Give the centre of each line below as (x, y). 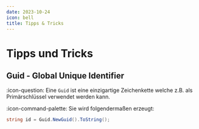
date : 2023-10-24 (28, 12)
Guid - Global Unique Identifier (65, 76)
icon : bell (20, 18)
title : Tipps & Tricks (35, 23)
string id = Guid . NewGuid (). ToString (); (58, 120)
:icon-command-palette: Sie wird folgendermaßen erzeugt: (80, 109)
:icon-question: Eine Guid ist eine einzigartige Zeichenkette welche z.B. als (100, 90)
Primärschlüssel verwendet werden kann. (58, 97)
